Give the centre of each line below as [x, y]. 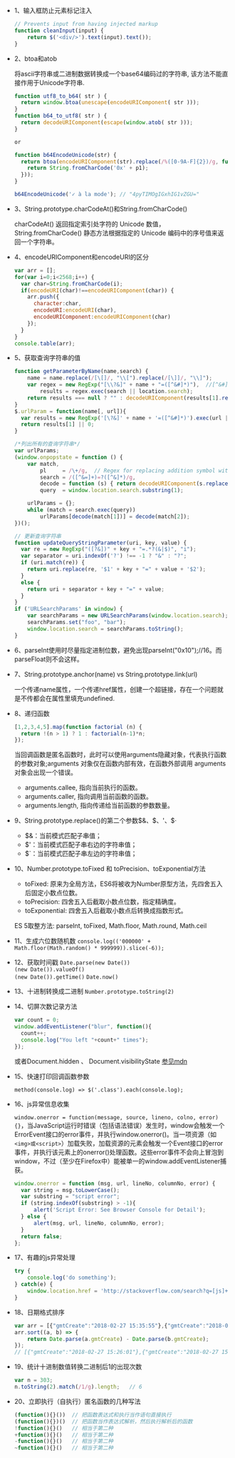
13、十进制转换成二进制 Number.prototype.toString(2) [94, 991]
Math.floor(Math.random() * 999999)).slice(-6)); [89, 948]
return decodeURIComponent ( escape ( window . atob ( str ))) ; [107, 123]
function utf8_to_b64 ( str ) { [61, 96]
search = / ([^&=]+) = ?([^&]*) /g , [88, 477]
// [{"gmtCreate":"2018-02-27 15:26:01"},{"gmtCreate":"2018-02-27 [116, 1352]
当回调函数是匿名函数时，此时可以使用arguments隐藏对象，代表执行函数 [120, 755]
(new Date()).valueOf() [49, 970]
